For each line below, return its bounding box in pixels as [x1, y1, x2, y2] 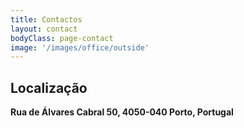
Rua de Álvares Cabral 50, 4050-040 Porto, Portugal [10, 106, 234, 118]
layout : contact [10, 24, 78, 34]
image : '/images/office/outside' [10, 42, 150, 53]
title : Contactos [10, 14, 83, 25]
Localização [10, 79, 88, 96]
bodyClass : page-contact [10, 33, 114, 43]
